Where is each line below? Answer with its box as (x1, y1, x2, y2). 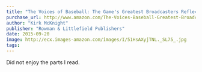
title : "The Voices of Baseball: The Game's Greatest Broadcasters (6, 8, 179, 15)
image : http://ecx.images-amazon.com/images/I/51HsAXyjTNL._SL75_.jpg (6, 37, 187, 43)
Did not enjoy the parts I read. (6, 58, 80, 66)
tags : (6, 43, 20, 49)
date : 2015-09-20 (6, 31, 50, 37)
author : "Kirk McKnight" (6, 20, 69, 26)
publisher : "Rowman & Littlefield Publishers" (6, 25, 125, 32)
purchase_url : (6, 14, 42, 20)
